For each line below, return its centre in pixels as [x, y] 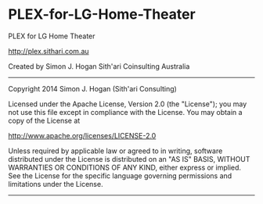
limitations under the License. [56, 184]
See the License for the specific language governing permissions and [120, 175]
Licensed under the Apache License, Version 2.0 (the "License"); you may [128, 104]
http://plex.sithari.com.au [49, 51]
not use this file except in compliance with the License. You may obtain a [125, 112]
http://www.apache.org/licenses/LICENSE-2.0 [82, 135]
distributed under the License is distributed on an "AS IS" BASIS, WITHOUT [129, 159]
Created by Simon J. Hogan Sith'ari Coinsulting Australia [99, 66]
